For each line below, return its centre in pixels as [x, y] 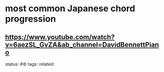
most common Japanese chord [70, 9]
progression [31, 19]
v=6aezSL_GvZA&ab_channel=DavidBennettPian [82, 45]
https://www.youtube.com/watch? [60, 37]
